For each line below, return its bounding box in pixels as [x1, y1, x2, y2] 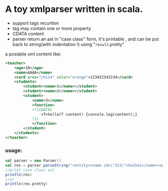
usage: [5, 146, 22, 153]
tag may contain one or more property [12, 25, 91, 31]
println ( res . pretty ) [5, 181, 48, 186]
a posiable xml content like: [5, 51, 61, 57]
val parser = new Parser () [5, 158, 61, 163]
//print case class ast [5, 167, 55, 172]
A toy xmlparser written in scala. [5, 3, 143, 15]
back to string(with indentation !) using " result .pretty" [12, 41, 124, 47]
